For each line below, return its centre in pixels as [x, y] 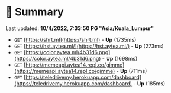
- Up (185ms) [149, 83]
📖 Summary [35, 12]
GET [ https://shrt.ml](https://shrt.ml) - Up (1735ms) [75, 39]
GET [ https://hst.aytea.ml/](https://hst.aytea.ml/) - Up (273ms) [89, 46]
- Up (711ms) [132, 71]
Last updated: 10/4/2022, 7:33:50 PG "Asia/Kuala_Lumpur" [80, 28]
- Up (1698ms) [120, 58]
